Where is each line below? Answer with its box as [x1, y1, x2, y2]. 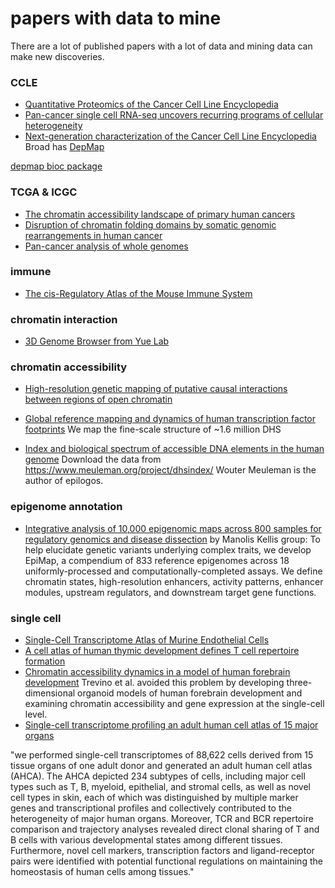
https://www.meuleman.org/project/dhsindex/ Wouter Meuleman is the [24, 464, 317, 476]
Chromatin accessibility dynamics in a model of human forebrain [24, 666, 291, 678]
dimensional [24, 687, 76, 699]
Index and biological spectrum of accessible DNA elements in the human [24, 443, 325, 455]
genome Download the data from [24, 453, 162, 466]
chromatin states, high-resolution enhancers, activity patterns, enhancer [24, 575, 324, 587]
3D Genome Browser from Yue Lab [24, 335, 170, 347]
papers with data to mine [10, 7, 222, 30]
